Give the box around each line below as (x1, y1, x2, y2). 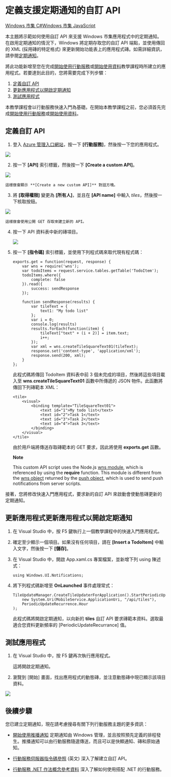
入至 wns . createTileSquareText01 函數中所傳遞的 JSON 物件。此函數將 (12, 378, 163, 384)
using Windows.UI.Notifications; (12, 573, 84, 578)
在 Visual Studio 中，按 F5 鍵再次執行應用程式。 (12, 653, 113, 659)
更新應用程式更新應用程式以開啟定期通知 (5, 513, 132, 523)
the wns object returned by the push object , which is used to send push (12, 475, 163, 481)
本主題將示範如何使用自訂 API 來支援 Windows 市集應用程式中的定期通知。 (5, 33, 162, 39)
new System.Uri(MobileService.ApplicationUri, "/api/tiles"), (22, 597, 157, 602)
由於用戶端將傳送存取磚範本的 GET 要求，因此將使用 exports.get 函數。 (12, 444, 164, 450)
